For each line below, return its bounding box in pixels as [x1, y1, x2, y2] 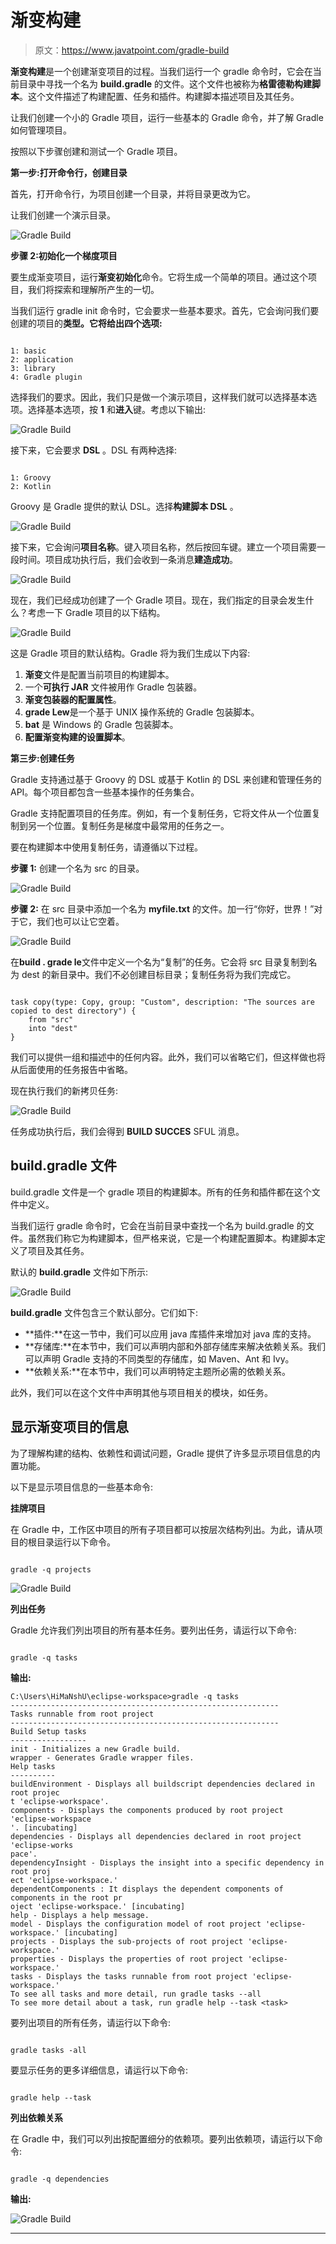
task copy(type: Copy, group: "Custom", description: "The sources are [10, 997, 315, 1007]
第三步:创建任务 [10, 752, 75, 764]
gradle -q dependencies [10, 2174, 110, 2184]
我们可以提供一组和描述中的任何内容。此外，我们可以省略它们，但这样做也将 [10, 1051, 326, 1063]
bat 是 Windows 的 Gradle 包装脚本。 [24, 718, 179, 730]
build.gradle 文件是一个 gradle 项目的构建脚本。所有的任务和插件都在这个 [10, 1186, 312, 1198]
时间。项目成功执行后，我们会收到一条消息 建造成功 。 [18, 553, 238, 565]
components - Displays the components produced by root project [10, 1805, 284, 1815]
